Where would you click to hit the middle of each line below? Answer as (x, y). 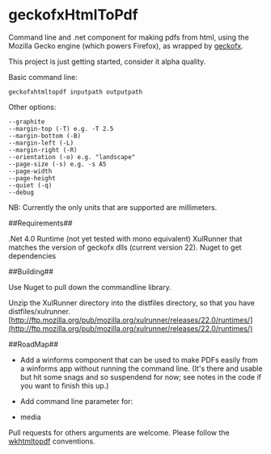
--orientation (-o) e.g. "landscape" (72, 157)
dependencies (32, 255)
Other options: (32, 107)
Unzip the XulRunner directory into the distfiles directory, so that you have (131, 303)
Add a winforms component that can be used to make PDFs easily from (139, 359)
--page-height (32, 178)
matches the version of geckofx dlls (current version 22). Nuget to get (125, 247)
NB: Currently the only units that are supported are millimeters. (113, 207)
